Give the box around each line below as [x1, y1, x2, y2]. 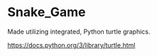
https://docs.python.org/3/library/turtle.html [7, 41, 136, 49]
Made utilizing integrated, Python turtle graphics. [7, 27, 151, 36]
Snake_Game [7, 4, 87, 20]
